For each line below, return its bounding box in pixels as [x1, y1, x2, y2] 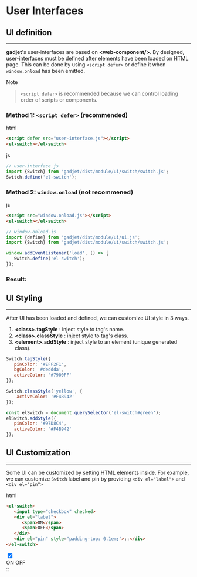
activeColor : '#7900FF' [13, 372, 72, 378]
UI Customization [6, 448, 71, 458]
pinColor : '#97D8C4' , [13, 421, 67, 427]
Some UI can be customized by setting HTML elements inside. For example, [6, 469, 189, 476]
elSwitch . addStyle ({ [6, 415, 57, 421]
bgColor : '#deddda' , [13, 367, 64, 373]
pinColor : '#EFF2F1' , [13, 361, 67, 367]
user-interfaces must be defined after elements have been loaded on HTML [6, 55, 189, 62]
